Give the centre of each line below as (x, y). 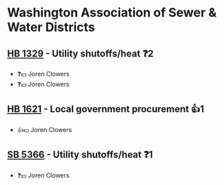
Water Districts (51, 27)
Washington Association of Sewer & (112, 13)
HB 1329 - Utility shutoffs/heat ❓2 (80, 53)
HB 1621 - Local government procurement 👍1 (106, 109)
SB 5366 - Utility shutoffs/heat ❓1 (80, 155)
